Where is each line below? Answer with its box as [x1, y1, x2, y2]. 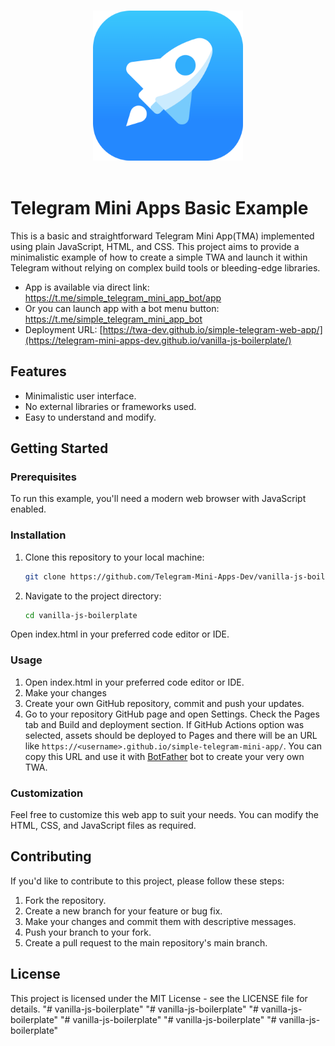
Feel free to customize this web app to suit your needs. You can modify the [10, 809, 320, 821]
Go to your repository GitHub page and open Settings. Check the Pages [24, 708, 320, 720]
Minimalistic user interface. [24, 390, 137, 402]
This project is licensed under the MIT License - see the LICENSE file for [10, 992, 308, 1004]
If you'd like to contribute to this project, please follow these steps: [10, 875, 285, 887]
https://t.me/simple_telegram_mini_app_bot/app [24, 291, 222, 304]
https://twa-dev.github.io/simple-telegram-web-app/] [102, 323, 323, 335]
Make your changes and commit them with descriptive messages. [24, 915, 297, 927]
